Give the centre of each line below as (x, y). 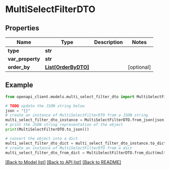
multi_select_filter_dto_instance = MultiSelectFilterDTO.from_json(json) (86, 120)
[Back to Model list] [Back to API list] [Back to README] (63, 162)
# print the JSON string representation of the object (64, 125)
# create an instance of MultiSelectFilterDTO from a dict (69, 148)
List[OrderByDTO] (67, 67)
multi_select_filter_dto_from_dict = (45, 153)
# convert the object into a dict (42, 138)
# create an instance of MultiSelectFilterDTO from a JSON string (77, 115)
